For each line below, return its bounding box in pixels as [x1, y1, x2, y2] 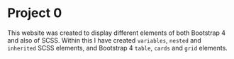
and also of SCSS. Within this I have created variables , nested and [7, 36, 202, 44]
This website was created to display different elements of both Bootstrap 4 [7, 28, 225, 37]
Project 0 [7, 5, 62, 21]
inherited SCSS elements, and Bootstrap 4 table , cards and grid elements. [7, 43, 228, 52]
